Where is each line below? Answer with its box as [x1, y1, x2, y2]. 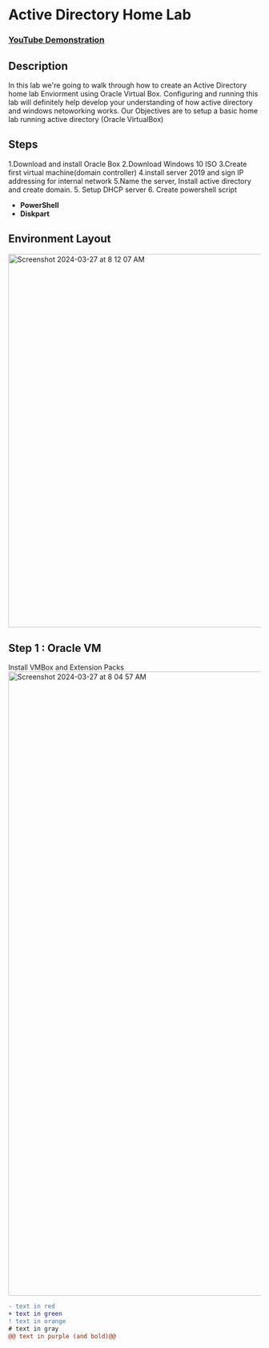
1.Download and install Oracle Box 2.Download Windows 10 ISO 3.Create [8, 159, 247, 169]
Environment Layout [8, 232, 111, 246]
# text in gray [8, 1325, 59, 1333]
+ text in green [8, 1310, 62, 1318]
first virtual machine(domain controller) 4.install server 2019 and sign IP [8, 167, 244, 177]
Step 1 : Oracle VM [8, 641, 102, 655]
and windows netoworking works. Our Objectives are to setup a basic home [8, 106, 259, 116]
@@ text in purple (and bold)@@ [8, 1332, 116, 1340]
